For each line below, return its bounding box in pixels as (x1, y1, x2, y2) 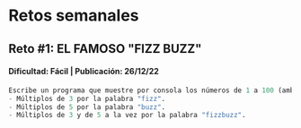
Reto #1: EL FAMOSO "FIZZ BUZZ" (8, 41, 202, 56)
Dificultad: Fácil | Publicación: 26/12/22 (8, 66, 159, 77)
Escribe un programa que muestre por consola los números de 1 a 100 (8, 86, 275, 95)
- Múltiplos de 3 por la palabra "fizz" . (8, 94, 166, 103)
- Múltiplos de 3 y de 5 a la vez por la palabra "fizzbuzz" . (8, 111, 246, 120)
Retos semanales (8, 5, 139, 26)
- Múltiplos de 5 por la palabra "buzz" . (8, 102, 166, 112)
